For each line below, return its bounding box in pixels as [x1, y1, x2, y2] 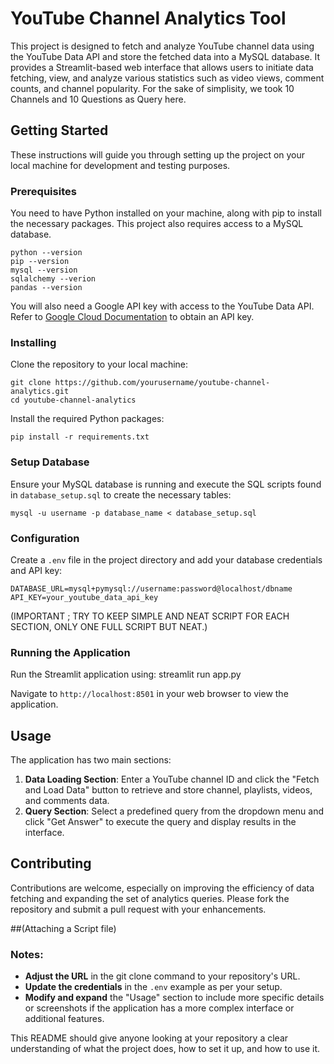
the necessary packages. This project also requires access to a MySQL [10, 218, 304, 230]
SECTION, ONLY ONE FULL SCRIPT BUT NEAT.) [10, 620, 208, 632]
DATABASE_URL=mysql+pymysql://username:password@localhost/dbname [10, 583, 293, 594]
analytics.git [10, 387, 70, 397]
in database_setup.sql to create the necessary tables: [10, 488, 232, 501]
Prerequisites [10, 184, 77, 198]
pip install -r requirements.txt [10, 432, 150, 442]
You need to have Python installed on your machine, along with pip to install [10, 207, 322, 219]
